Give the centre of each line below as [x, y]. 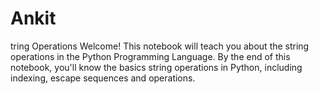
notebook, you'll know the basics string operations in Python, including [156, 67]
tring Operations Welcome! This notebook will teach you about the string [160, 46]
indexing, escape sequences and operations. [103, 78]
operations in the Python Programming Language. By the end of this [150, 56]
